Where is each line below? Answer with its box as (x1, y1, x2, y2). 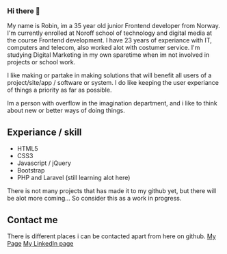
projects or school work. (7, 58, 76, 66)
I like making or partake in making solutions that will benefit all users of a (7, 71, 212, 79)
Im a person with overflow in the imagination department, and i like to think (7, 99, 217, 107)
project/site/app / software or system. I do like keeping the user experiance (7, 79, 219, 87)
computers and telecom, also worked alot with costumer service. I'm (7, 44, 200, 52)
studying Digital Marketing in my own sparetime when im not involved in (7, 51, 210, 59)
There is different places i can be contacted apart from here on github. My (7, 232, 217, 240)
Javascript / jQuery (16, 159, 72, 167)
